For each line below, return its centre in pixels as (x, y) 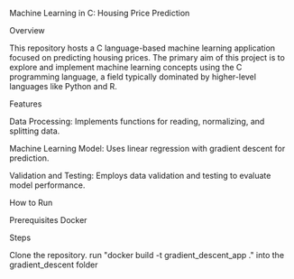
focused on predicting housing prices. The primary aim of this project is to (147, 57)
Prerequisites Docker (48, 220)
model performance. (47, 185)
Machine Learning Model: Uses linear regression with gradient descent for (147, 149)
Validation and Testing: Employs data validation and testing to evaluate (140, 176)
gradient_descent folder (54, 265)
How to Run (31, 203)
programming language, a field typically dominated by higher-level (133, 77)
